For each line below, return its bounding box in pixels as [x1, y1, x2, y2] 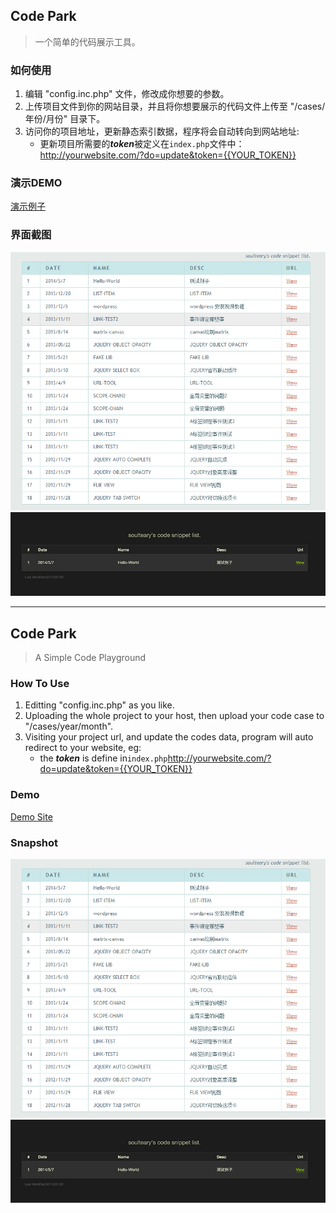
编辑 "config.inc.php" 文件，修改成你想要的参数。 [24, 88, 230, 100]
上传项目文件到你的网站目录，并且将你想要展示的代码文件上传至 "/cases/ [24, 100, 326, 113]
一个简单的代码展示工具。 [34, 35, 141, 48]
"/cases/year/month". [24, 720, 114, 733]
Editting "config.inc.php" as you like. [24, 699, 175, 711]
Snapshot [10, 835, 59, 849]
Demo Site [10, 810, 53, 823]
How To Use [10, 676, 70, 690]
